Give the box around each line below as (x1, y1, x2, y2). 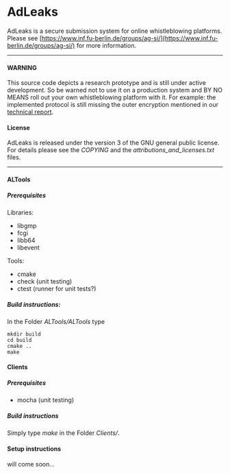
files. (7, 153, 21, 162)
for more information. (76, 41, 137, 49)
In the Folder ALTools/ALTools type (7, 317, 105, 325)
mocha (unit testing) (16, 396, 75, 404)
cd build (7, 336, 32, 343)
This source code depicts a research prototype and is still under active (7, 79, 207, 87)
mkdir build (7, 330, 41, 338)
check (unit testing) (16, 277, 73, 285)
